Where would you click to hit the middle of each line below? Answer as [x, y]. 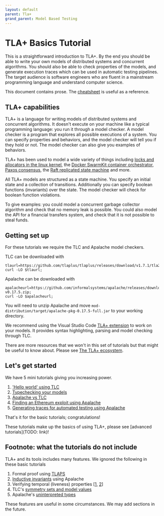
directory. [15, 316]
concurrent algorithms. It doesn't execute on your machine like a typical [77, 124]
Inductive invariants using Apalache [48, 479]
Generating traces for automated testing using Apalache [69, 408]
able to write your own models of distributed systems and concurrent [75, 62]
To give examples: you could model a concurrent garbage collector [72, 204]
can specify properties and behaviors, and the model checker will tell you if [81, 140]
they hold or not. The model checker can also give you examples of [73, 145]
